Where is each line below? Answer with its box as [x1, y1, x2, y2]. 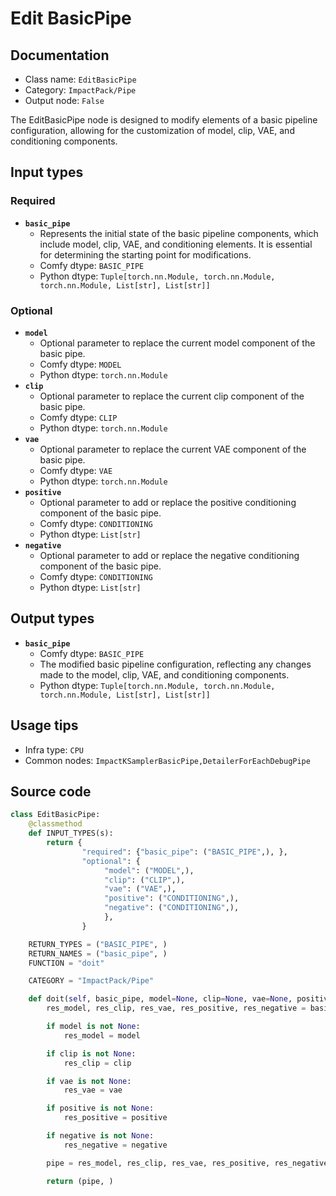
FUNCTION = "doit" [28, 958, 105, 968]
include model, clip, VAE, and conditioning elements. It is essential [39, 238, 313, 250]
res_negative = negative [63, 1140, 168, 1150]
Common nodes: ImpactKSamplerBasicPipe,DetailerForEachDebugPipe [24, 754, 311, 766]
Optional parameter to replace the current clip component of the [39, 390, 305, 402]
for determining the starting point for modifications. [39, 248, 252, 261]
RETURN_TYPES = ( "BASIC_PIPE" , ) [28, 939, 168, 949]
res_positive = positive [63, 1113, 168, 1123]
